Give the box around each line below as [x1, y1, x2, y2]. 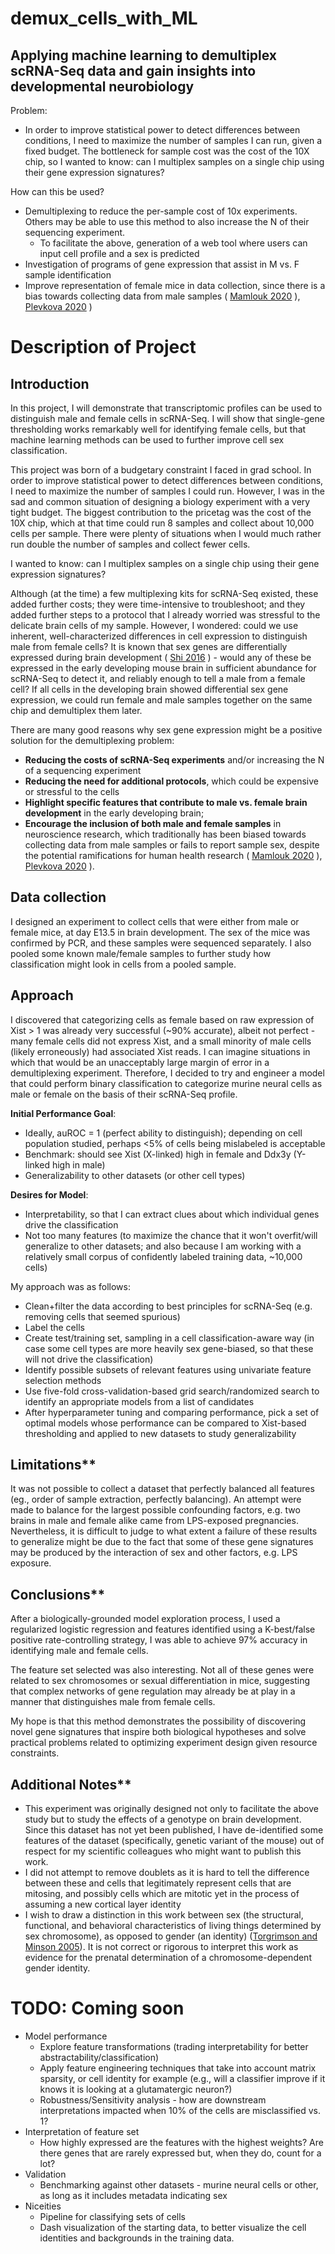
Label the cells [24, 1321, 85, 1333]
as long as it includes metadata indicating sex [39, 2190, 228, 2201]
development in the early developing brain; [24, 807, 205, 819]
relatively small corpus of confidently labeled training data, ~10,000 [24, 1250, 303, 1262]
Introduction [10, 375, 90, 392]
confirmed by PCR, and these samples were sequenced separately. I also [10, 937, 312, 949]
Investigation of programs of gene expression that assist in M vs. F [24, 258, 300, 270]
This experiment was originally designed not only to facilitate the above [24, 1803, 319, 1815]
